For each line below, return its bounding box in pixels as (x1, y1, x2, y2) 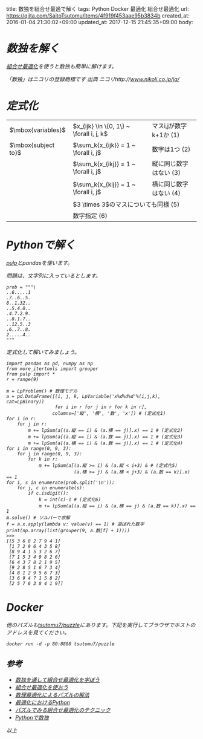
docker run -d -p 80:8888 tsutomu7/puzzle (6, 640, 115, 647)
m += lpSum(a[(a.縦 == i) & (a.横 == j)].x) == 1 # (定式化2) (28, 427, 183, 434)
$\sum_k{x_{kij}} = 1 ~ (72, 180, 136, 189)
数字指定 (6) (72, 211, 108, 220)
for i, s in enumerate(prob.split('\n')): (6, 480, 115, 486)
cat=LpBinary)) (6, 399, 45, 405)
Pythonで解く (6, 238, 76, 252)
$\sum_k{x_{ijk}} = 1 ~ (72, 141, 136, 149)
